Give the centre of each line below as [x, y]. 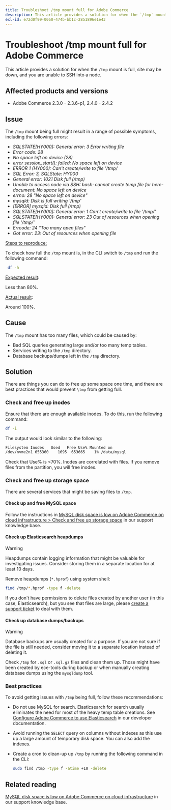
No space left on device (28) [42, 157]
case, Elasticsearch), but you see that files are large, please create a [77, 603]
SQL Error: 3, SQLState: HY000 [45, 173]
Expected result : [22, 277]
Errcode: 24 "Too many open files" [49, 227]
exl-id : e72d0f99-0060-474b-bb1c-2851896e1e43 [55, 19]
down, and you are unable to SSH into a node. [53, 75]
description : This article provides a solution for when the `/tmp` [79, 15]
